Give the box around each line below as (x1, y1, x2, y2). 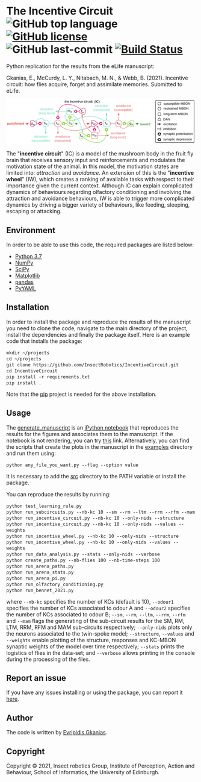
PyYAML (14, 284, 36, 292)
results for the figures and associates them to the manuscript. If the (6, 430, 173, 437)
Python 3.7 (14, 252, 42, 260)
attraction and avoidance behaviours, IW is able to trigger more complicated (6, 195, 195, 202)
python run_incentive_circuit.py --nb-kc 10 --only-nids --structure (6, 515, 185, 521)
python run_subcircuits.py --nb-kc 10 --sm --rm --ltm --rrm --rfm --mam (6, 509, 196, 515)
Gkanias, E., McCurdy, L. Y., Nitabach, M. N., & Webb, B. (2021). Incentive (6, 74, 188, 81)
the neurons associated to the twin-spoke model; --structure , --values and (6, 630, 194, 637)
